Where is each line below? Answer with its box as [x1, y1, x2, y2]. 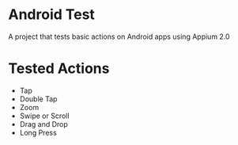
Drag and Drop [19, 119, 69, 128]
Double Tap [19, 93, 58, 104]
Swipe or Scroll [19, 111, 70, 120]
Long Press [19, 128, 57, 137]
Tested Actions [8, 59, 110, 78]
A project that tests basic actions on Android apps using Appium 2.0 [8, 32, 231, 41]
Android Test [8, 6, 95, 24]
